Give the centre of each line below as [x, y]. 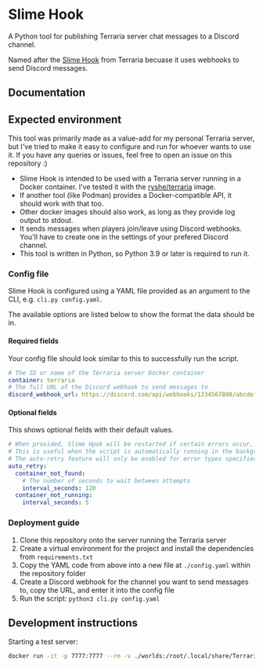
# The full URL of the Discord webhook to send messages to [108, 387]
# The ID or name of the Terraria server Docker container [106, 373]
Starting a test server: [43, 642]
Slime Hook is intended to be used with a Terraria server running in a [130, 179]
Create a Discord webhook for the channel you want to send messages [134, 582]
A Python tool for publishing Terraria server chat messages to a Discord [124, 36]
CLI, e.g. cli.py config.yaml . [55, 299]
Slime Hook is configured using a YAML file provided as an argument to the [129, 291]
